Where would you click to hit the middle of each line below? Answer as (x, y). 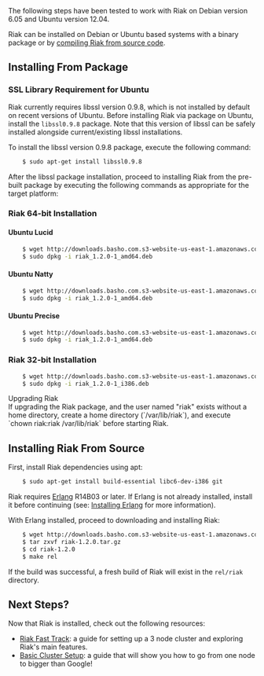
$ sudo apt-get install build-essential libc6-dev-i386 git (123, 482)
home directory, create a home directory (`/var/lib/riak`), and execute (119, 415)
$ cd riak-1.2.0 (49, 549)
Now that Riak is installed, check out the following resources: (107, 623)
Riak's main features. (53, 647)
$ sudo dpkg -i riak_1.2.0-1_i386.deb (86, 384)
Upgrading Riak (33, 399)
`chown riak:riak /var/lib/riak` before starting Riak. (88, 424)
